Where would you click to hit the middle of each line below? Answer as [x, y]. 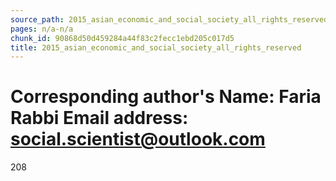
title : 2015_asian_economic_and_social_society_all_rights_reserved [156, 47]
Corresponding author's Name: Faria [166, 97]
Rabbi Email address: [99, 118]
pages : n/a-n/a [42, 29]
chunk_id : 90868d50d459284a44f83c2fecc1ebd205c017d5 [122, 38]
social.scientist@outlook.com [138, 139]
